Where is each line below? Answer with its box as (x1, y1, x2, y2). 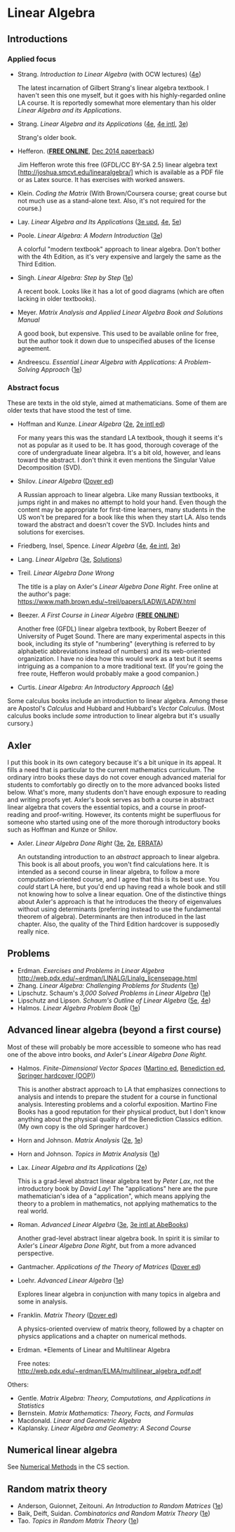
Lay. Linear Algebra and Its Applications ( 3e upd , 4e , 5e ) (17, 217, 182, 226)
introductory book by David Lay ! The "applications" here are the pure (17, 1184, 218, 1192)
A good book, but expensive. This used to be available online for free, (17, 329, 219, 337)
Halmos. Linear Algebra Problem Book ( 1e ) (17, 1003, 141, 1012)
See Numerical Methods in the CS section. (7, 1462, 130, 1471)
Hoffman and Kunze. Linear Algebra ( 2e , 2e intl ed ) (17, 420, 166, 428)
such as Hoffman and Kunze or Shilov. (7, 825, 118, 834)
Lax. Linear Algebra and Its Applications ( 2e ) (17, 1163, 147, 1171)
